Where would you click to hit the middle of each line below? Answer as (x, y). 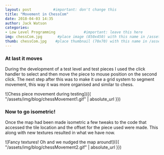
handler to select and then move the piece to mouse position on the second (81, 74)
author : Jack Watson (26, 23)
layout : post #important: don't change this (61, 10)
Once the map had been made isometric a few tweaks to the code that (76, 122)
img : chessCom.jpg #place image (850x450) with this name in (75, 37)
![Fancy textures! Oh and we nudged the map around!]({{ (62, 142)
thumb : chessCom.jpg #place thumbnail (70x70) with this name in (76, 41)
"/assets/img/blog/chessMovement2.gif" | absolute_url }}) (63, 147)
